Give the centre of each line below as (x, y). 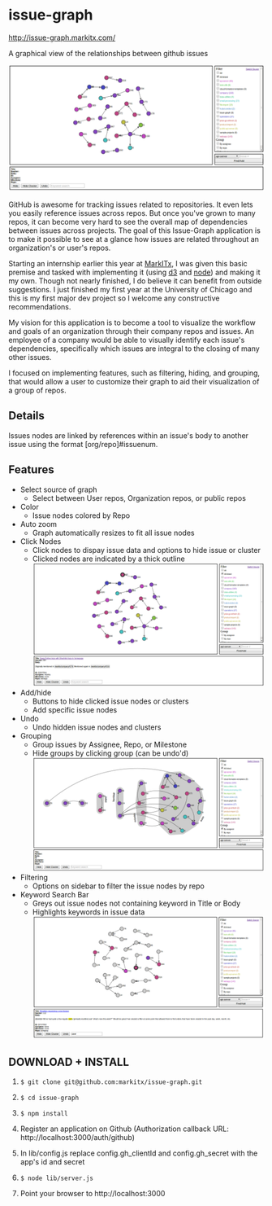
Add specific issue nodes (75, 709)
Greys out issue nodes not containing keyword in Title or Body (136, 903)
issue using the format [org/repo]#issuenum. (83, 444)
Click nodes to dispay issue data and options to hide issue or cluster (147, 550)
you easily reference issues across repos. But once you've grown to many (132, 213)
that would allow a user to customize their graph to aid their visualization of (134, 381)
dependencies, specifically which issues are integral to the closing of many (134, 349)
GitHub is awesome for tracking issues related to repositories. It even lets (131, 204)
